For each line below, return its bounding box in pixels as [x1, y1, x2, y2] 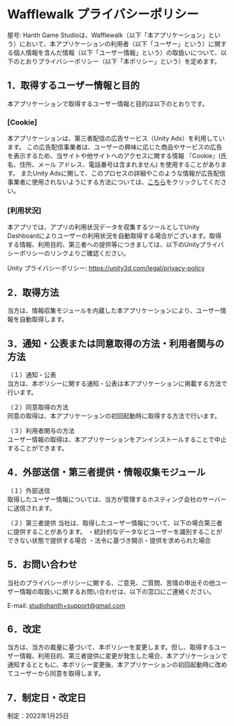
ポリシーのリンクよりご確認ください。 [19, 249, 130, 257]
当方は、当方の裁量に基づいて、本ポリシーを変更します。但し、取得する [7, 643, 214, 651]
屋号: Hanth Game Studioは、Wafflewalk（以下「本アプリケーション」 [7, 31, 209, 39]
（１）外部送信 [7, 486, 50, 494]
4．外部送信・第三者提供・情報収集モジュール [7, 467, 206, 478]
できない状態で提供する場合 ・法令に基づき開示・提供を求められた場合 [7, 536, 211, 544]
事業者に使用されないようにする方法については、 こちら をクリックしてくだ [7, 178, 221, 186]
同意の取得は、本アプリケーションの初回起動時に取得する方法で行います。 [7, 411, 221, 420]
